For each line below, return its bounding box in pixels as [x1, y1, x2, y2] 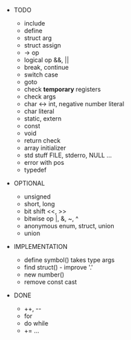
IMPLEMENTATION [13, 243, 68, 250]
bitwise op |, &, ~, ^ [23, 214, 79, 223]
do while [23, 319, 49, 327]
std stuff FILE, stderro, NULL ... [23, 151, 112, 159]
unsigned [23, 192, 51, 201]
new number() [23, 270, 65, 279]
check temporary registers [23, 86, 101, 93]
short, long [23, 200, 55, 208]
